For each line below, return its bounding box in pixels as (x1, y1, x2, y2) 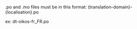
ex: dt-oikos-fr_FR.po (5, 19, 49, 24)
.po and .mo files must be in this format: (5, 4, 87, 10)
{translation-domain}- (88, 4, 133, 10)
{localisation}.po (5, 9, 39, 15)
